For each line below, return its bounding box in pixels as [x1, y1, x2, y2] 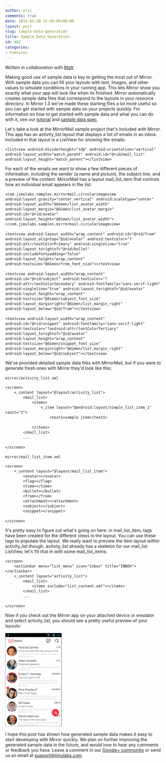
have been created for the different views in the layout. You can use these [5, 532, 156, 538]
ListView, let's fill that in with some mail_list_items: [5, 548, 108, 554]
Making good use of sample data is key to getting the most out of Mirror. [5, 74, 153, 80]
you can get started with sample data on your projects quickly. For [5, 106, 140, 112]
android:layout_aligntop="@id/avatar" [5, 237, 85, 242]
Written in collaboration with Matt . [5, 64, 75, 70]
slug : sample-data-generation [5, 29, 68, 34]
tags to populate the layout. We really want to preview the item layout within [5, 538, 160, 544]
